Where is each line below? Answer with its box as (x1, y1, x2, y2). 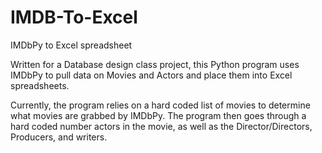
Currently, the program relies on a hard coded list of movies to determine (10, 99, 311, 111)
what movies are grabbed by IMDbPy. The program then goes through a (10, 109, 307, 121)
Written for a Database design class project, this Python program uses (10, 58, 300, 70)
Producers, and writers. (10, 131, 108, 143)
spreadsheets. (10, 79, 70, 91)
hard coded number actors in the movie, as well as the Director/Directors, (10, 120, 313, 132)
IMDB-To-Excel (10, 6, 138, 29)
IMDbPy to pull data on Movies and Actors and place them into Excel (10, 69, 293, 81)
